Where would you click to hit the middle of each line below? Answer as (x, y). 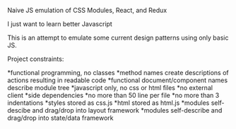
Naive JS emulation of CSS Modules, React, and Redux (87, 10)
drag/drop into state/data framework (60, 118)
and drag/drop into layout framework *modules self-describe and (127, 110)
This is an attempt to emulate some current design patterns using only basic (118, 38)
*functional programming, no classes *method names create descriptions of (118, 73)
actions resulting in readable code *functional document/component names (118, 80)
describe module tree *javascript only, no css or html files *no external (110, 88)
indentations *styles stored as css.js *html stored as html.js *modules (108, 103)
